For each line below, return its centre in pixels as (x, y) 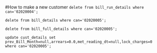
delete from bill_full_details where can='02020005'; (61, 29)
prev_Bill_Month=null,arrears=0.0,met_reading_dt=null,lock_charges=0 (79, 42)
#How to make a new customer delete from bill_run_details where (75, 7)
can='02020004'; (22, 12)
